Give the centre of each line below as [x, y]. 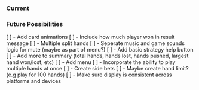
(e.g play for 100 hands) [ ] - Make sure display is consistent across [89, 75]
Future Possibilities [35, 24]
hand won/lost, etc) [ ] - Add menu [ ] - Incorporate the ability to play [91, 62]
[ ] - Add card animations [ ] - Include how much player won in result [91, 37]
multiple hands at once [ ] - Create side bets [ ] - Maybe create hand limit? [98, 69]
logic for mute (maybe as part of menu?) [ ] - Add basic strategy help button [100, 50]
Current [18, 8]
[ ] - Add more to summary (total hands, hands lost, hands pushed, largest [97, 56]
